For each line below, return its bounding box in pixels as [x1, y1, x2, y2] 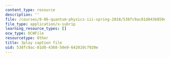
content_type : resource [5, 7, 56, 13]
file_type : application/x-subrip [5, 21, 76, 27]
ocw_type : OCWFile [5, 31, 44, 36]
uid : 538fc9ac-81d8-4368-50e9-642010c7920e [5, 45, 99, 50]
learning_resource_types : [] [5, 26, 67, 31]
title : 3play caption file [5, 40, 62, 45]
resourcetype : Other [5, 36, 49, 41]
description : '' [5, 12, 39, 17]
